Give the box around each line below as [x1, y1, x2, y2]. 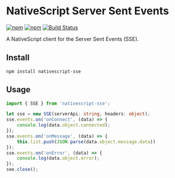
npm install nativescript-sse [6, 68, 82, 74]
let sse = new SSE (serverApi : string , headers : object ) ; [6, 111, 151, 117]
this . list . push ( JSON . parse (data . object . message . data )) [17, 139, 156, 145]
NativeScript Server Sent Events [6, 4, 170, 18]
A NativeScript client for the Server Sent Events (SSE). [6, 35, 139, 42]
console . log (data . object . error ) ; [17, 155, 100, 161]
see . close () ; [6, 167, 39, 173]
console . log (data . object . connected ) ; [17, 122, 111, 129]
